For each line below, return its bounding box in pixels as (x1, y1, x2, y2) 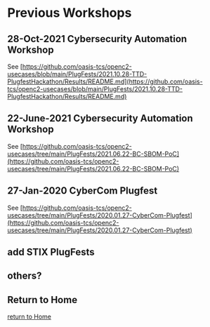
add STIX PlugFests (7, 246, 95, 258)
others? (7, 270, 42, 282)
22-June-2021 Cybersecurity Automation (7, 112, 193, 124)
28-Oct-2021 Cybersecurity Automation (7, 33, 188, 45)
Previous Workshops (7, 5, 132, 21)
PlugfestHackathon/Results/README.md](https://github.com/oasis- (7, 77, 203, 86)
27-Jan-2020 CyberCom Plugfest (7, 185, 158, 197)
